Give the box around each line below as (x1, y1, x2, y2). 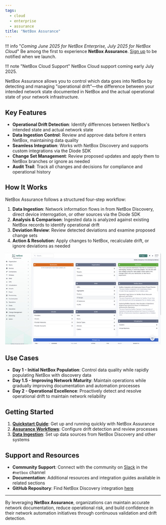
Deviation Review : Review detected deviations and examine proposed (12, 227, 156, 233)
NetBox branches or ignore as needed (12, 158, 90, 164)
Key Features (5, 108, 47, 117)
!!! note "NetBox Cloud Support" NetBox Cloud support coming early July (5, 63, 154, 69)
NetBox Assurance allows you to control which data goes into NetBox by (5, 78, 153, 84)
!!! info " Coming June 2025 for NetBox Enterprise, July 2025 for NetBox (5, 43, 151, 49)
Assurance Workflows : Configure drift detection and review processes (12, 426, 158, 432)
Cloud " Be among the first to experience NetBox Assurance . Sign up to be (5, 49, 157, 55)
